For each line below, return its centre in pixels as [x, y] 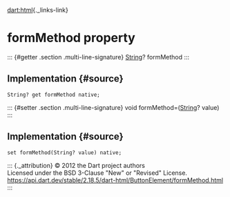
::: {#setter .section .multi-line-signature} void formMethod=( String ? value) [113, 107]
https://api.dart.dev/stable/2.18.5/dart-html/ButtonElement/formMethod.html [115, 180]
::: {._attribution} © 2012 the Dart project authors [76, 165]
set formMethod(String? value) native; [65, 152]
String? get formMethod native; [54, 95]
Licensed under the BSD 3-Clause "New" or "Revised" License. [97, 173]
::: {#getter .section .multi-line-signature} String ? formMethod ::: [98, 57]
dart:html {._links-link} [38, 10]
